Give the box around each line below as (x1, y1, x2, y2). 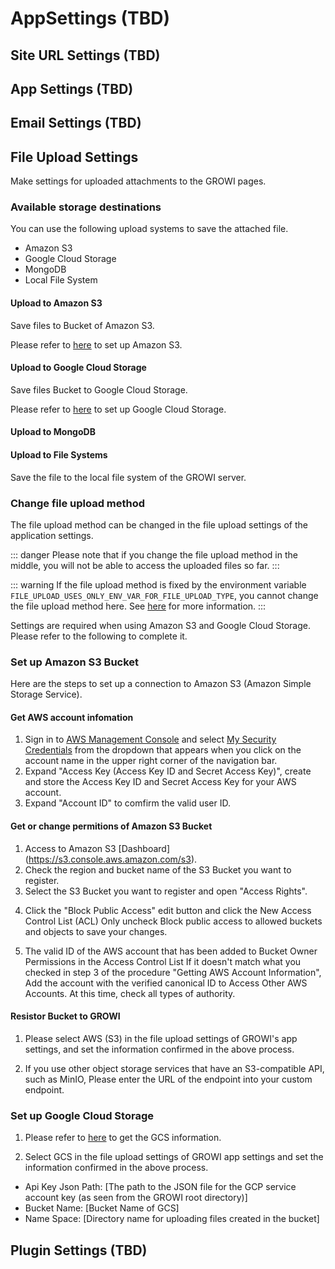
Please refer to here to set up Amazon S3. (10, 338, 183, 351)
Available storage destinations (10, 200, 162, 214)
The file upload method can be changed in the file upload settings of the (10, 518, 308, 531)
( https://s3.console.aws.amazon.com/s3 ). (24, 853, 198, 865)
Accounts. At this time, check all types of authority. (24, 987, 236, 999)
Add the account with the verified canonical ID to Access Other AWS (24, 977, 308, 989)
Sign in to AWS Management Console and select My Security (24, 733, 277, 746)
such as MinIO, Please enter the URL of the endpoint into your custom (24, 1073, 313, 1085)
